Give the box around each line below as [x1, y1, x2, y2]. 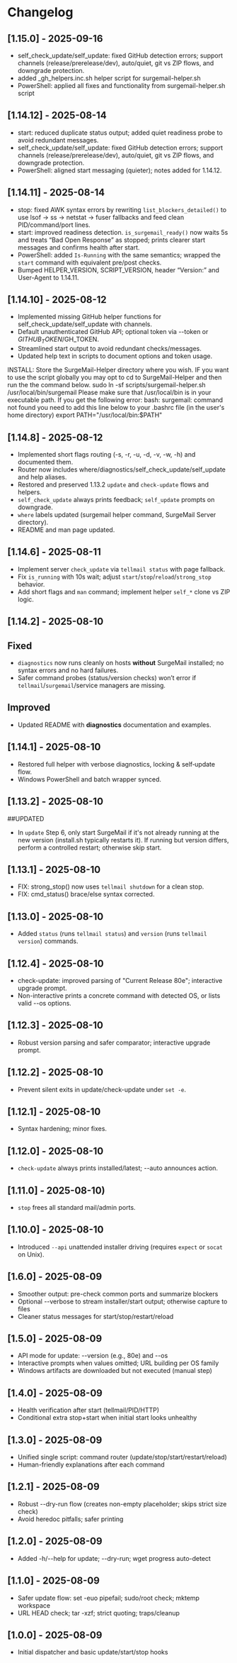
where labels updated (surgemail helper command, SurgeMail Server [17, 511, 216, 519]
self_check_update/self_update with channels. [17, 320, 152, 328]
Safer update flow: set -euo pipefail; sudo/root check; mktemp [17, 1594, 200, 1602]
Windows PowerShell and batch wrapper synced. [17, 774, 161, 784]
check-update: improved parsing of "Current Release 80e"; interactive [17, 976, 223, 984]
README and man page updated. [17, 525, 115, 534]
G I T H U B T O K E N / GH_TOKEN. [17, 335, 99, 345]
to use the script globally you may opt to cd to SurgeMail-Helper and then [7, 373, 222, 382]
